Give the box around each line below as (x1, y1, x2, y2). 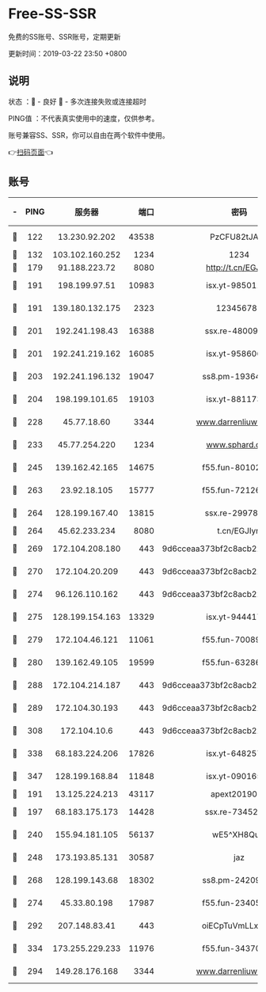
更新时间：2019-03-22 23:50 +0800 (8, 48, 127, 58)
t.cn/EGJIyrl (217, 525, 261, 536)
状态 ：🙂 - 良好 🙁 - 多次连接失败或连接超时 (8, 97, 146, 106)
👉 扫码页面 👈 (8, 147, 54, 157)
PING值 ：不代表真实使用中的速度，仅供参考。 (8, 113, 159, 123)
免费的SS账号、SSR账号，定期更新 (8, 32, 121, 41)
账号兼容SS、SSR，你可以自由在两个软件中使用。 (8, 130, 169, 139)
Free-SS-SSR (8, 5, 97, 23)
